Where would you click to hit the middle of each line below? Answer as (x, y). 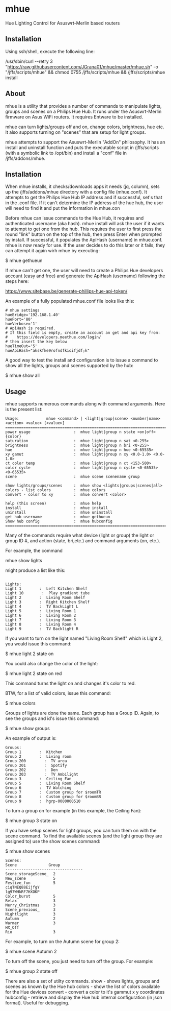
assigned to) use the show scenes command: (53, 841)
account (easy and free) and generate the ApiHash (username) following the (85, 276)
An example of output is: (31, 738)
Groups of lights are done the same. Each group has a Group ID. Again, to (82, 713)
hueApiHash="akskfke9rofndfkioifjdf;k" (48, 351)
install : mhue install (57, 508)
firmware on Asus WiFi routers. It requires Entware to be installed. (74, 117)
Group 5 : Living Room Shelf (45, 784)
